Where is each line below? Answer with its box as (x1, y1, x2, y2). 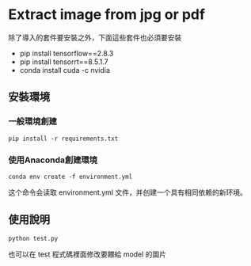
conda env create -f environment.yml (8, 173, 133, 180)
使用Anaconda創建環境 (8, 154, 97, 165)
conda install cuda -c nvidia (19, 65, 111, 74)
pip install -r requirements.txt (8, 135, 119, 142)
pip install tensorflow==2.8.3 (19, 48, 114, 58)
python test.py (8, 234, 59, 242)
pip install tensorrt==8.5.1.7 (19, 57, 108, 66)
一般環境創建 (8, 116, 58, 127)
